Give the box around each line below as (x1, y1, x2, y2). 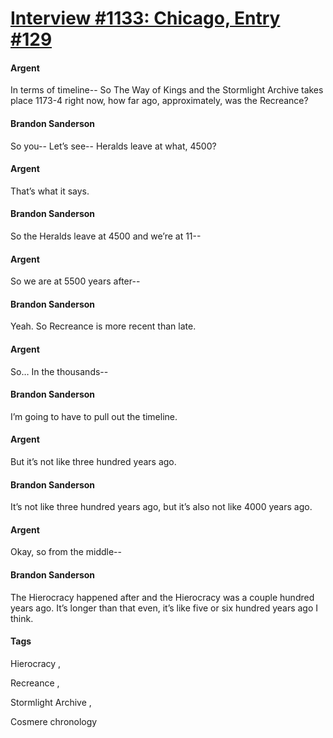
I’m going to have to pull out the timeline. (10, 410, 178, 422)
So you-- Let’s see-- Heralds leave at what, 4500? (10, 140, 217, 152)
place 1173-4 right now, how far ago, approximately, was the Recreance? (10, 95, 309, 107)
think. (10, 612, 34, 624)
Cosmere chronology (10, 715, 98, 727)
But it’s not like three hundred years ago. (10, 456, 177, 468)
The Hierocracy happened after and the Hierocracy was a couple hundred (10, 591, 315, 603)
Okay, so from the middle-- (10, 546, 122, 558)
